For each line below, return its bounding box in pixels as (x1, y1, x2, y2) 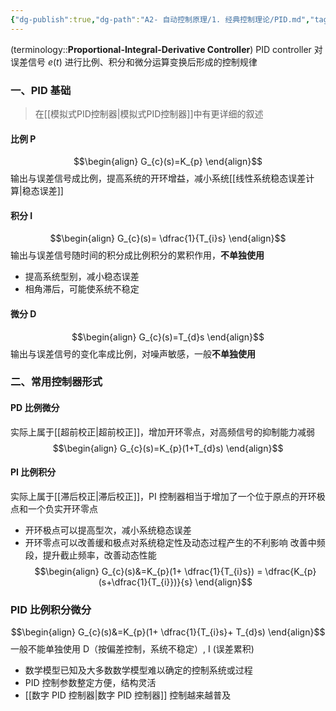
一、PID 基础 (10, 83, 72, 97)
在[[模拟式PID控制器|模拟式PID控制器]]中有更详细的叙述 (34, 107, 264, 120)
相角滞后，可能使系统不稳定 (24, 283, 140, 295)
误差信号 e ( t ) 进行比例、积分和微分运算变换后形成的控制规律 (10, 56, 258, 68)
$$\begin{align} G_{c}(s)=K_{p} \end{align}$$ (73, 156, 263, 168)
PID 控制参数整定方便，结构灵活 (24, 677, 157, 689)
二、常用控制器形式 (10, 375, 103, 389)
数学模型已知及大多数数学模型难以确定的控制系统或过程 (24, 664, 253, 676)
